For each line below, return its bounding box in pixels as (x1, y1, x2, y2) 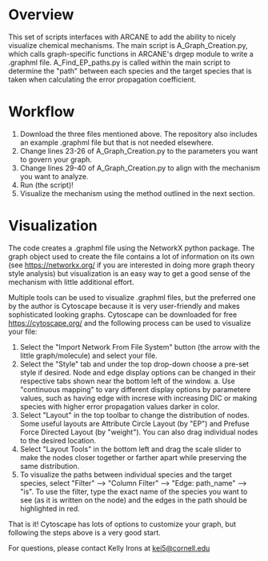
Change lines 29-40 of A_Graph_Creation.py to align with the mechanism (19, 162, 261, 173)
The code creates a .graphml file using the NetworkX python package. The (8, 242, 255, 253)
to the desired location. (19, 435, 97, 445)
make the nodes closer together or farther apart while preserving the (19, 452, 247, 462)
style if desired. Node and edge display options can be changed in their (19, 367, 256, 377)
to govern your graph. (19, 154, 92, 164)
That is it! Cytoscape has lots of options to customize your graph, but (8, 519, 237, 529)
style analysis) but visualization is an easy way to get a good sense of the (8, 268, 250, 278)
